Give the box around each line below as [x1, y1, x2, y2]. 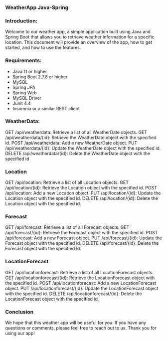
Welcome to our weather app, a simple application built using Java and [5, 29, 151, 35]
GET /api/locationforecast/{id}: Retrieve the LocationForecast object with [5, 275, 155, 281]
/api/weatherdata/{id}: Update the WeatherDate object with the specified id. [5, 145, 161, 151]
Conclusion [5, 308, 34, 315]
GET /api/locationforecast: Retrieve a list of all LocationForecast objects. [5, 269, 154, 275]
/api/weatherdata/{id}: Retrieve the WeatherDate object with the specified [5, 134, 157, 141]
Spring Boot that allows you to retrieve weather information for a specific [5, 34, 155, 40]
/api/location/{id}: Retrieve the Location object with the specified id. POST [5, 185, 157, 191]
